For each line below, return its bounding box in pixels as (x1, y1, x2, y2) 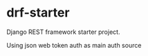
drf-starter (6, 5, 70, 21)
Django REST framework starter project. (6, 28, 120, 36)
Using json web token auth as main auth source (6, 41, 142, 49)
